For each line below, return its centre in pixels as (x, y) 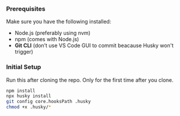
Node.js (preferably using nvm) (53, 33)
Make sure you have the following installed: (59, 22)
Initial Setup (24, 67)
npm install (21, 91)
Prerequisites (26, 9)
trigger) (24, 52)
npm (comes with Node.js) (47, 39)
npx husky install (29, 96)
